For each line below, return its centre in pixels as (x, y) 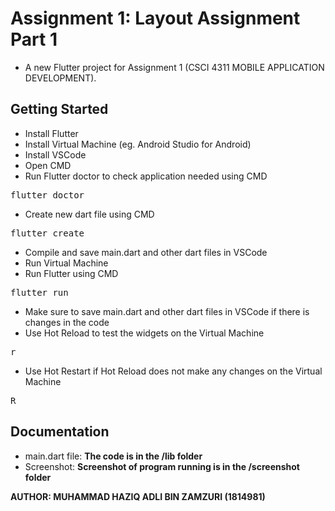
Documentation (60, 432)
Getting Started (59, 109)
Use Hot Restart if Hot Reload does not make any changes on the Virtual (173, 371)
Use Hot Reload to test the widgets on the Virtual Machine (144, 333)
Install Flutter (51, 133)
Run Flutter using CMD (71, 273)
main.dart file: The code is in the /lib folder (113, 456)
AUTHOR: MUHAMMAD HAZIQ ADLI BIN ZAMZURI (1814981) (138, 496)
